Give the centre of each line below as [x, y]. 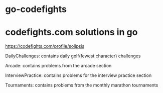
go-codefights [36, 9]
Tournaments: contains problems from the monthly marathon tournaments [82, 85]
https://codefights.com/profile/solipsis [45, 46]
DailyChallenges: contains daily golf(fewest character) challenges [73, 56]
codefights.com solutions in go [71, 32]
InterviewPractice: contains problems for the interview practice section [78, 75]
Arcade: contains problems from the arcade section [58, 66]
